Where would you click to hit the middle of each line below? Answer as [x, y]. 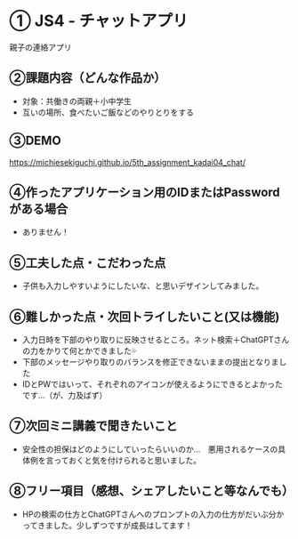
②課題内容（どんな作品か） [88, 78]
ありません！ [45, 232]
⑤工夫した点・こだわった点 [88, 263]
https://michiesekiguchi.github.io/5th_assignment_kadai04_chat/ [128, 162]
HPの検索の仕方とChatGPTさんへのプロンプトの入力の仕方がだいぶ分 [149, 514]
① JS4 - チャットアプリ [99, 21]
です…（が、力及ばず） [64, 395]
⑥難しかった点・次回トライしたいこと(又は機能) [145, 316]
